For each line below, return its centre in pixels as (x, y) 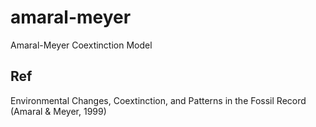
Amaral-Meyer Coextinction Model (81, 45)
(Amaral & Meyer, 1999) (58, 111)
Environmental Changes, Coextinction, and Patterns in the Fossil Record (158, 100)
